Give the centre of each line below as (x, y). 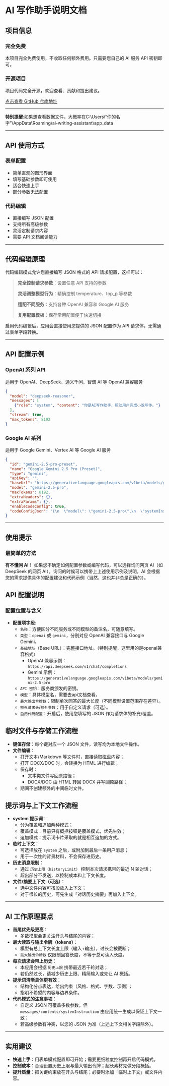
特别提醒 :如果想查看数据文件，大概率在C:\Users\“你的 (61, 117)
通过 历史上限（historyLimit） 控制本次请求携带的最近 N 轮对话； (87, 869)
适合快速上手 (26, 185)
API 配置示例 (25, 354)
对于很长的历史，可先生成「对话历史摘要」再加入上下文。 (79, 894)
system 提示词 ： (30, 819)
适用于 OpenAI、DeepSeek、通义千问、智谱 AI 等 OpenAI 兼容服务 (74, 382)
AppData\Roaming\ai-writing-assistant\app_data (63, 123)
